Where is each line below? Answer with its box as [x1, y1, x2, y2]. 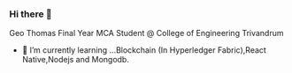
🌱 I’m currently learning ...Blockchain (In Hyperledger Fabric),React [21, 45, 267, 55]
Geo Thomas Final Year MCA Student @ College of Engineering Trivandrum [9, 28, 285, 39]
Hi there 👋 [9, 8, 53, 20]
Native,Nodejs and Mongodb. [21, 55, 130, 65]
